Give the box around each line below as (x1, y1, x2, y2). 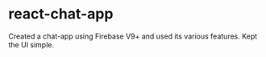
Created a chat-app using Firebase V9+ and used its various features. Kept (8, 31, 258, 41)
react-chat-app (8, 5, 114, 23)
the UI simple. (8, 39, 55, 49)
